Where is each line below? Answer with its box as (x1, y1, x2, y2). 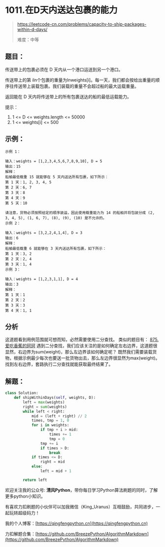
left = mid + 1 (40, 469, 71, 474)
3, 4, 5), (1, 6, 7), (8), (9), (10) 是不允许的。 (5, 215, 107, 220)
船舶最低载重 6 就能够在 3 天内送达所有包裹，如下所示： (5, 246, 107, 251)
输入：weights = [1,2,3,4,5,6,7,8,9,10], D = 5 (5, 158, 102, 163)
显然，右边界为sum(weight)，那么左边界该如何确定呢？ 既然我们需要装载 (5, 349, 153, 355)
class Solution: (5, 391, 38, 395)
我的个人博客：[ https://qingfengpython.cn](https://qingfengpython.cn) (5, 520, 148, 526)
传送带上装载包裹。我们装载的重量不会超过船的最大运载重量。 (13, 83, 139, 89)
